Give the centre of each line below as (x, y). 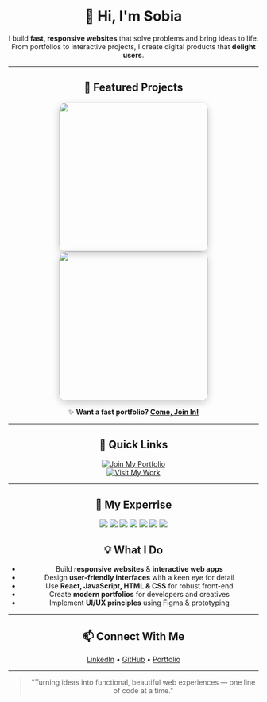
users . (133, 55)
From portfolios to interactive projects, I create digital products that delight (133, 46)
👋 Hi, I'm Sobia (133, 16)
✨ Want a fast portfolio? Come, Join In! (133, 412)
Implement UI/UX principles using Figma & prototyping (139, 603)
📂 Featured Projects (133, 88)
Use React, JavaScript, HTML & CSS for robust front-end (139, 586)
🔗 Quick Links (133, 445)
